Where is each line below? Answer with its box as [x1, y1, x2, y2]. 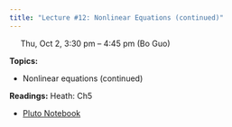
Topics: [9, 55, 39, 66]
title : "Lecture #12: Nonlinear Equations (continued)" [9, 13, 224, 23]
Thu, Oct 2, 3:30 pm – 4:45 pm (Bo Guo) [20, 38, 171, 49]
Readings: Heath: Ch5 [9, 90, 93, 101]
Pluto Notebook [22, 107, 81, 118]
